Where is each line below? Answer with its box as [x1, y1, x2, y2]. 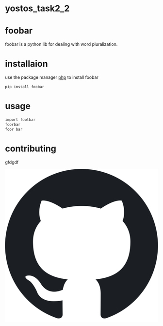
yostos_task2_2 [5, 3, 70, 14]
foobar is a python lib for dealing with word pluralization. [5, 41, 118, 47]
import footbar [5, 117, 36, 122]
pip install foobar [5, 85, 45, 90]
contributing [5, 143, 57, 154]
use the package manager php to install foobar [5, 74, 98, 80]
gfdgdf [5, 159, 19, 165]
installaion [5, 58, 48, 70]
